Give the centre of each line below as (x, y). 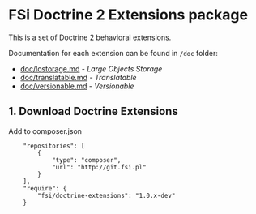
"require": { (45, 188)
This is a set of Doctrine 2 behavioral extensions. (90, 37)
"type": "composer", (86, 160)
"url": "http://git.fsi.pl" (99, 167)
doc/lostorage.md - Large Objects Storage (91, 68)
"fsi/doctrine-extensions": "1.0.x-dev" (107, 195)
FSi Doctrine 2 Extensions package (128, 15)
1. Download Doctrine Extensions (93, 111)
